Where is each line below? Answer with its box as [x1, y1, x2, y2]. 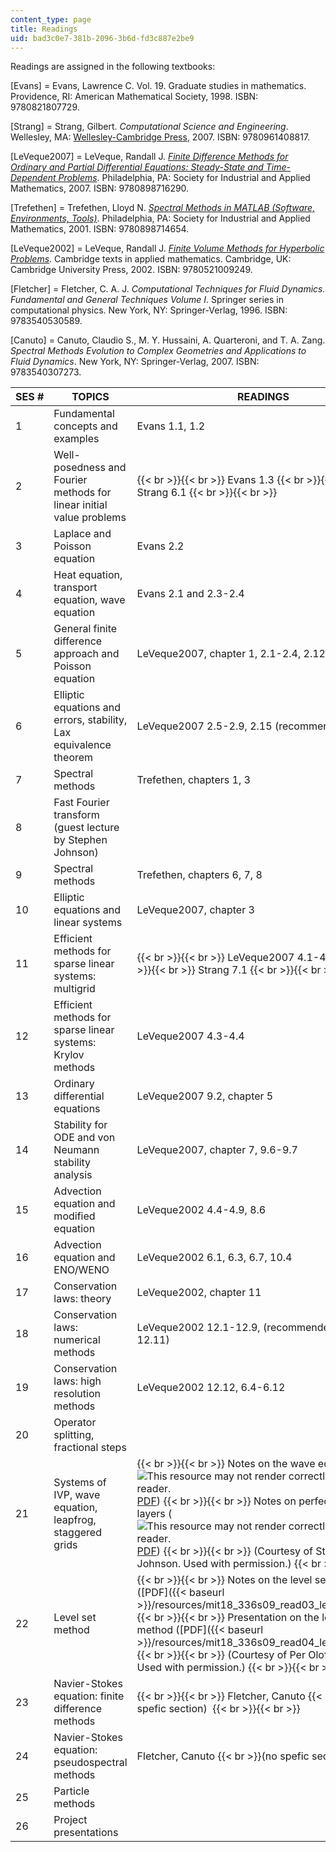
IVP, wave [53, 1488, 101, 1502]
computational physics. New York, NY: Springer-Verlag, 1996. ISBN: [10, 304, 288, 316]
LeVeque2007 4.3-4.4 [136, 1029, 245, 1043]
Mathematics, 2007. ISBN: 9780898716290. [10, 182, 190, 195]
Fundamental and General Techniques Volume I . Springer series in [10, 294, 285, 306]
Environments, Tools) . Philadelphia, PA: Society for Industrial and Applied [10, 212, 311, 225]
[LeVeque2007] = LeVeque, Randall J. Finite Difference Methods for [10, 151, 289, 163]
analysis [53, 1168, 93, 1182]
